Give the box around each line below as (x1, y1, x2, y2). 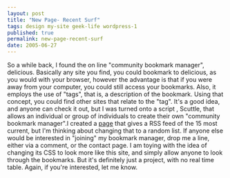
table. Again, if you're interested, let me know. (7, 163, 138, 171)
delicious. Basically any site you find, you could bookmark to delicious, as (7, 68, 217, 76)
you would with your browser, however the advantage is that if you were (7, 76, 213, 83)
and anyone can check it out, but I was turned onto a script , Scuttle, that (7, 104, 215, 113)
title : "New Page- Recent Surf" (7, 16, 100, 23)
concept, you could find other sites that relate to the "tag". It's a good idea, (7, 98, 220, 105)
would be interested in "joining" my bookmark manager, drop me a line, (7, 134, 210, 142)
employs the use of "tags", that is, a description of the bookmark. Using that (7, 90, 224, 98)
